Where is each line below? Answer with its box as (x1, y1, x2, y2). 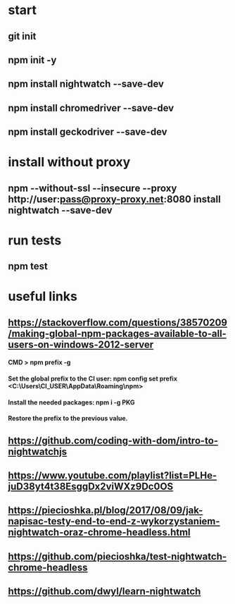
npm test (8, 260, 48, 273)
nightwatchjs (8, 445, 68, 457)
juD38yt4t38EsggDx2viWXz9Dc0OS (8, 481, 174, 493)
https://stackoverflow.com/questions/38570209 (8, 316, 228, 328)
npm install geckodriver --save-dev (8, 126, 167, 138)
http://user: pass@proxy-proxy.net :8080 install (8, 193, 221, 205)
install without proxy (8, 154, 131, 171)
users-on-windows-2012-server (8, 338, 154, 350)
